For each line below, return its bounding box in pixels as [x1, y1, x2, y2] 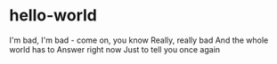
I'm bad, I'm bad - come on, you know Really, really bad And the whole [9, 35, 269, 45]
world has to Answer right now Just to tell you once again [9, 44, 221, 54]
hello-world [9, 5, 98, 26]
